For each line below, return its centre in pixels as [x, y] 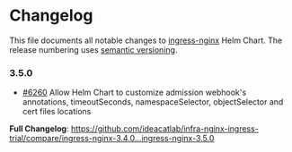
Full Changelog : [39, 129]
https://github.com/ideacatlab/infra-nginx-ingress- [164, 129]
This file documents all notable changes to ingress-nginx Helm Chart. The [146, 40]
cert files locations [57, 112]
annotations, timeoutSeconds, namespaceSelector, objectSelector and [153, 102]
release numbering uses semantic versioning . [93, 49]
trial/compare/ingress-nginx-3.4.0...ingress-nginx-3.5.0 [112, 139]
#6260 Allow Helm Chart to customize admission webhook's [134, 93]
